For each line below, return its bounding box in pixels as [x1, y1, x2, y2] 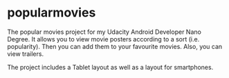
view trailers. [7, 50, 44, 58]
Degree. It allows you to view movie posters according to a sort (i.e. [7, 35, 200, 43]
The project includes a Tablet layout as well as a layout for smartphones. [7, 63, 214, 71]
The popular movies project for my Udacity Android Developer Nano [7, 28, 202, 36]
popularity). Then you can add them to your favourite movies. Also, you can [7, 42, 223, 50]
